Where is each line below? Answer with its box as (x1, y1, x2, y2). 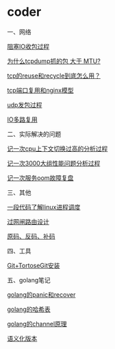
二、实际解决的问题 (7, 130, 62, 138)
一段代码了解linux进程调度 (7, 203, 81, 211)
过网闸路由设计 (7, 217, 49, 225)
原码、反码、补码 (7, 232, 55, 240)
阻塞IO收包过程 (7, 42, 50, 50)
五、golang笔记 (7, 275, 51, 284)
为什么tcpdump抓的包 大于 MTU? (7, 56, 101, 65)
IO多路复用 (7, 115, 38, 124)
